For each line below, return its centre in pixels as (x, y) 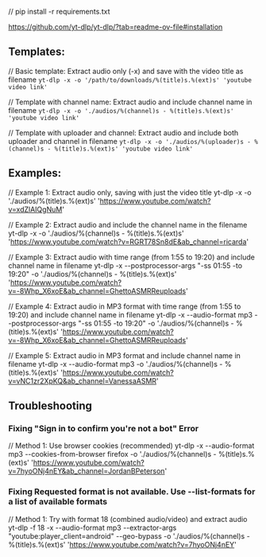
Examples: (35, 173)
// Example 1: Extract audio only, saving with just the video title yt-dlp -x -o (130, 192)
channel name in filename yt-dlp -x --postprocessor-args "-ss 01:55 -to (125, 265)
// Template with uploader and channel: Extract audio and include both (123, 132)
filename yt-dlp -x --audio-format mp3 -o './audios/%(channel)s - (116, 364)
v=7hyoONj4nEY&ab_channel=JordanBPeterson (87, 471)
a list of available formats (58, 502)
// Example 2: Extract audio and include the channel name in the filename (128, 224)
